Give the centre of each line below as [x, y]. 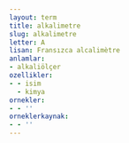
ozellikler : [31, 75]
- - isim [25, 83]
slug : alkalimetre [43, 34]
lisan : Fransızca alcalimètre [65, 51]
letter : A [27, 42]
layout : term [33, 17]
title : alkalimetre [45, 26]
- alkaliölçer [35, 68]
